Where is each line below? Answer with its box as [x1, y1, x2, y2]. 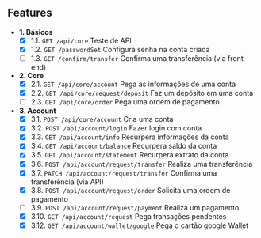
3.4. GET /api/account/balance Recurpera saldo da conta [30, 142, 217, 151]
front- [228, 53, 247, 62]
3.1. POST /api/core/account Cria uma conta [30, 115, 174, 124]
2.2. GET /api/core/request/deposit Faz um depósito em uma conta [30, 89, 254, 98]
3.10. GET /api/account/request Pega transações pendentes [30, 211, 227, 221]
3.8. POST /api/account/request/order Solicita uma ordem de [30, 185, 231, 195]
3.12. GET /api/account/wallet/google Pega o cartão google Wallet [30, 221, 249, 230]
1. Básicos [18, 27, 53, 36]
